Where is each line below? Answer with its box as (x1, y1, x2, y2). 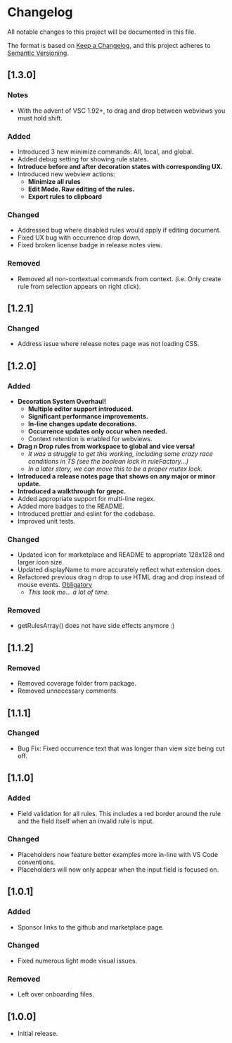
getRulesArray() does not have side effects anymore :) (17, 622, 175, 630)
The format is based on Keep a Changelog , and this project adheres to (7, 41, 211, 49)
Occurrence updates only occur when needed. (27, 427, 167, 436)
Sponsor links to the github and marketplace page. (17, 922, 165, 931)
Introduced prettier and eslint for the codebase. (17, 509, 155, 518)
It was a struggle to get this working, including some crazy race (27, 449, 213, 458)
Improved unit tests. (17, 517, 76, 525)
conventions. (17, 858, 56, 866)
